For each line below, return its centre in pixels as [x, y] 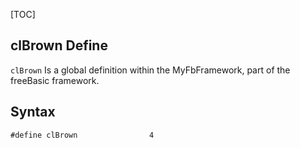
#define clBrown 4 [82, 135]
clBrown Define [59, 45]
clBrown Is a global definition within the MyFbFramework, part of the [150, 70]
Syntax [33, 112]
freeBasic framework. [55, 80]
